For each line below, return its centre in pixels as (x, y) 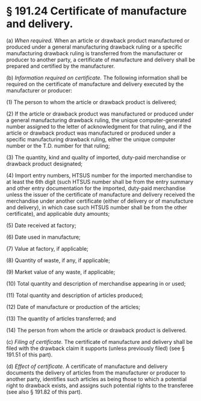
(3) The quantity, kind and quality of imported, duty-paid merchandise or (96, 157)
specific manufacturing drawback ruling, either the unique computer (91, 139)
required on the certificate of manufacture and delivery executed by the (95, 84)
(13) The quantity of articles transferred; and (61, 318)
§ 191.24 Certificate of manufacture (97, 11)
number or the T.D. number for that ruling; (58, 145)
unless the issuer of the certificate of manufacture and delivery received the (101, 194)
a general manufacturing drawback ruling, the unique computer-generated (99, 120)
